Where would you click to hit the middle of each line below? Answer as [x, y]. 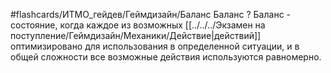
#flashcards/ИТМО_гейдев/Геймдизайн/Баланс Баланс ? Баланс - [150, 14]
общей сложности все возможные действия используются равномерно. [166, 57]
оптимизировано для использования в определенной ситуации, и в [155, 46]
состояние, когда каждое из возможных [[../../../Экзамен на [138, 25]
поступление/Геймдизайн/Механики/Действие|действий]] [136, 35]
